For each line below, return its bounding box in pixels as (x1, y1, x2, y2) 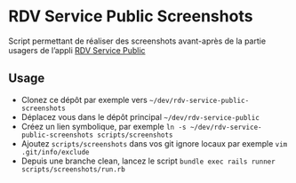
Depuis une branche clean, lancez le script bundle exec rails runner (20, 155, 276, 166)
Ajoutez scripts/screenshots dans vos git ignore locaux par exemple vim (20, 138, 288, 148)
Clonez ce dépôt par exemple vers (20, 94, 148, 105)
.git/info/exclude (20, 147, 90, 156)
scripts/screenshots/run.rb (20, 164, 125, 174)
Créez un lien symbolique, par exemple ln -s (20, 121, 187, 131)
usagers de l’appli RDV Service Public (8, 44, 146, 55)
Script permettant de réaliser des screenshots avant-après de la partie (8, 36, 267, 46)
